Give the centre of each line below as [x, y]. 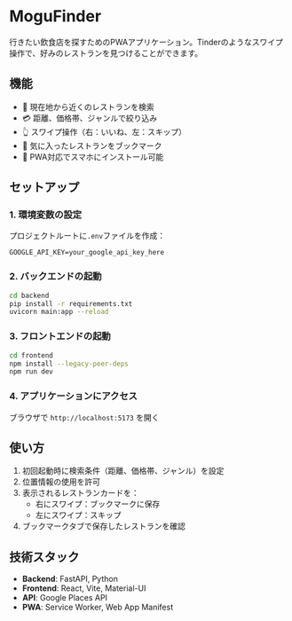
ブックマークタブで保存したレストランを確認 [104, 526]
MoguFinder [55, 16]
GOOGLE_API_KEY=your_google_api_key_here [87, 253]
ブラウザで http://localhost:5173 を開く [84, 417]
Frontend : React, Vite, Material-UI [84, 588]
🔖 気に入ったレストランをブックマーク [92, 145]
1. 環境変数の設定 [46, 215]
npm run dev [31, 372]
